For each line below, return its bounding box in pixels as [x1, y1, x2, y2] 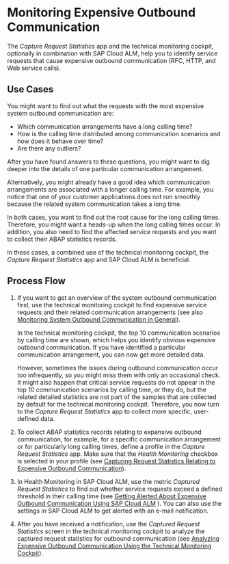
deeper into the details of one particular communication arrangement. [7, 164, 204, 172]
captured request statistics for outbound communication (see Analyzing [16, 534, 220, 542]
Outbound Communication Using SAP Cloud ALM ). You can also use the [16, 499, 222, 507]
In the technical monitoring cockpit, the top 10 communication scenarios [16, 329, 221, 337]
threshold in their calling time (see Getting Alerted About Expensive [16, 491, 206, 500]
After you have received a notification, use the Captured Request [16, 520, 200, 528]
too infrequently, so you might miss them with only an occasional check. [16, 371, 221, 379]
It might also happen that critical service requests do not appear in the [16, 378, 215, 386]
